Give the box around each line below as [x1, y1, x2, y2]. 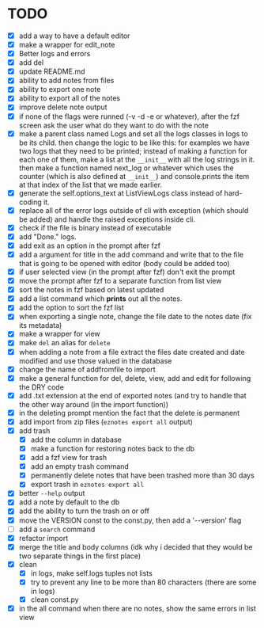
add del [18, 58, 44, 67]
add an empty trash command [30, 462, 130, 471]
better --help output [18, 489, 85, 498]
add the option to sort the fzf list [18, 303, 124, 313]
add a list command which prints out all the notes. [18, 294, 183, 303]
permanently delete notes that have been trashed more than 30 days [30, 470, 255, 480]
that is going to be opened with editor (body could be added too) [18, 259, 230, 268]
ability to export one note [18, 85, 101, 94]
